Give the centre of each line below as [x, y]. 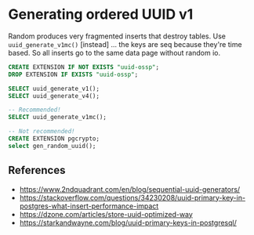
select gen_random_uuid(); [52, 146]
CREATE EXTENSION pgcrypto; [54, 139]
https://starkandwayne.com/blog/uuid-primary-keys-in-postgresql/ [128, 222]
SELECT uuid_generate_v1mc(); [58, 117]
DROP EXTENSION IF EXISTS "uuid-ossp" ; [73, 74]
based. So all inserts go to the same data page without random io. [114, 52]
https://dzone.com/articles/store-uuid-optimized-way [106, 214]
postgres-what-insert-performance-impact [89, 206]
